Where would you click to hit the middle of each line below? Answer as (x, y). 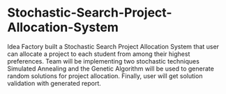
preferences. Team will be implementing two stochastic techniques (104, 61)
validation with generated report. (54, 83)
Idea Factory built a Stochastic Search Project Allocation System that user (113, 46)
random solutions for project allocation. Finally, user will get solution (105, 76)
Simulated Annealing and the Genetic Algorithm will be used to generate (111, 68)
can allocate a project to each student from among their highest (99, 54)
